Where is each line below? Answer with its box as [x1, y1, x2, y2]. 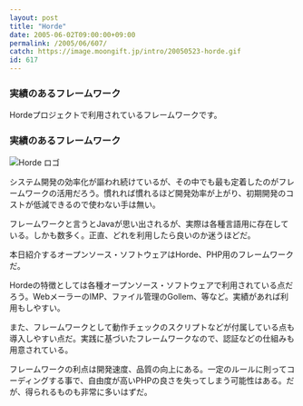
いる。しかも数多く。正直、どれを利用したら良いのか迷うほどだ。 [9, 229, 256, 241]
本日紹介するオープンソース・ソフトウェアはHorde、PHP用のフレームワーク [9, 249, 294, 260]
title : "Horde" [9, 22, 67, 31]
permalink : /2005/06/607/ [9, 38, 107, 48]
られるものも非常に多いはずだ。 [33, 386, 152, 397]
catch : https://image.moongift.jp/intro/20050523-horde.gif [9, 47, 242, 56]
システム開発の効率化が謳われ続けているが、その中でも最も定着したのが [9, 176, 279, 187]
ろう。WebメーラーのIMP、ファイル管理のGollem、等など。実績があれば [9, 291, 281, 302]
